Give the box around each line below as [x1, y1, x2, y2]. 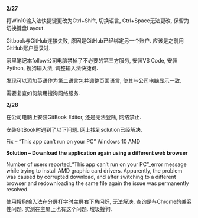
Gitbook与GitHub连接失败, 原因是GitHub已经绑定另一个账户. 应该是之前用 [6, 37, 184, 44]
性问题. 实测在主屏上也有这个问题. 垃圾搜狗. [6, 206, 112, 212]
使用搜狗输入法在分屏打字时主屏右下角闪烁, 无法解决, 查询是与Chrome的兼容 [6, 198, 192, 205]
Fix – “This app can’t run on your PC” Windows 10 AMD [6, 138, 141, 145]
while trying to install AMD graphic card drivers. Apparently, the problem [6, 167, 183, 174]
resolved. [6, 186, 29, 193]
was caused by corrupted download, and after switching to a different [6, 174, 176, 180]
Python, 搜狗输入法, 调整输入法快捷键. [6, 64, 99, 71]
